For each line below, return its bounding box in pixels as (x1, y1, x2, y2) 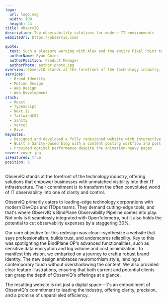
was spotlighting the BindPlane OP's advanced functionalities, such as (5, 240, 149, 246)
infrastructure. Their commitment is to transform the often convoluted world (5, 184, 161, 190)
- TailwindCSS (9, 113, 39, 118)
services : (5, 72, 26, 77)
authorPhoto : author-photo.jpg (9, 63, 75, 68)
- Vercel (9, 122, 28, 127)
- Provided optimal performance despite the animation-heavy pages (9, 146, 153, 151)
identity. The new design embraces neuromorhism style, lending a (5, 256, 141, 262)
